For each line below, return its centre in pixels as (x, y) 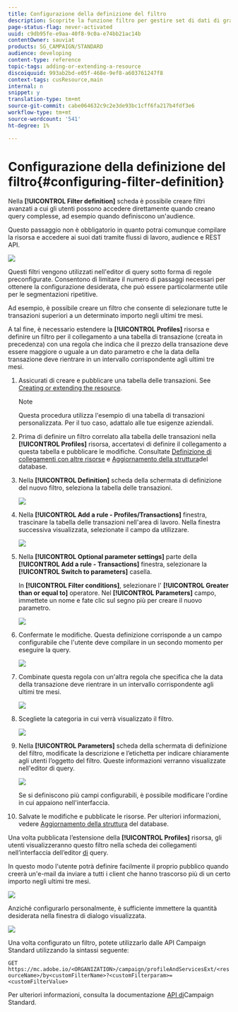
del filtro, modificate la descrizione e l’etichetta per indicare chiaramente (124, 753)
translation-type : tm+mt (44, 100)
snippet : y (24, 93)
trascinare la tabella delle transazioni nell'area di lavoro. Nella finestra (119, 522)
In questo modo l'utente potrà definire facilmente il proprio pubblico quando (118, 866)
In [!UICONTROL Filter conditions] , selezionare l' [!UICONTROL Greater (123, 586)
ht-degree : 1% (29, 125)
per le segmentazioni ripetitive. (53, 295)
